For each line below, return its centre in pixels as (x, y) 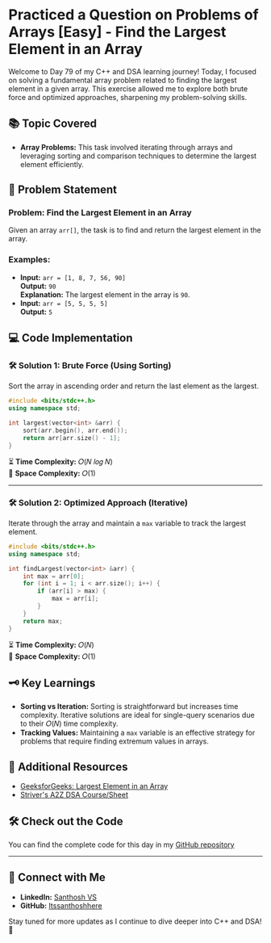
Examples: (29, 260)
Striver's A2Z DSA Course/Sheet (74, 795)
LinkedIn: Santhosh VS (58, 897)
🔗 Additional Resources (68, 767)
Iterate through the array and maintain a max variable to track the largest (127, 523)
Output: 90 (38, 286)
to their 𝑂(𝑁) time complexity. (69, 723)
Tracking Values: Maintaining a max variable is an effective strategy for (138, 733)
